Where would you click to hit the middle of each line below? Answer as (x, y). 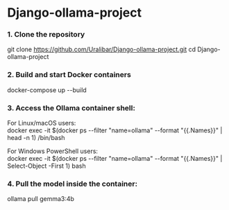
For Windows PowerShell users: (53, 151)
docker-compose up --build (47, 90)
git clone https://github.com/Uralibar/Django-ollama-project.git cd (102, 49)
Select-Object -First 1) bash (47, 166)
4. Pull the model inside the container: (72, 184)
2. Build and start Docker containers (69, 75)
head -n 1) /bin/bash (36, 138)
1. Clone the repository (46, 35)
